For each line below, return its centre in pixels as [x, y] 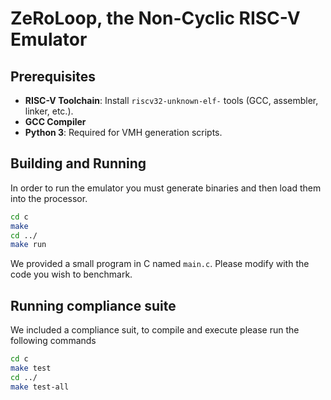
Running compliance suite [93, 305]
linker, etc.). [49, 111]
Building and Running [78, 163]
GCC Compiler [55, 121]
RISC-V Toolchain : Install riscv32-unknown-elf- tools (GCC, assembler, [171, 100]
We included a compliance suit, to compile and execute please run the [155, 330]
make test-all [40, 387]
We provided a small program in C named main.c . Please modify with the [160, 264]
